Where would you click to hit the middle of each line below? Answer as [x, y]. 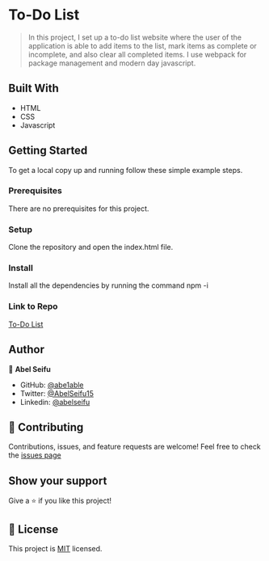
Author [26, 350]
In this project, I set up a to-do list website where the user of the [135, 37]
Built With [34, 89]
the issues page [35, 455]
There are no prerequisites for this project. [79, 209]
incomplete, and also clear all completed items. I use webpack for [137, 54]
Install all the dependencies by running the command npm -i [108, 285]
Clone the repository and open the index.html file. [91, 247]
